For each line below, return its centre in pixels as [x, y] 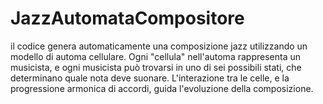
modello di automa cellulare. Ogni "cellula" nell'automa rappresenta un [155, 56]
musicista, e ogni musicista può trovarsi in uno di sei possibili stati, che [156, 67]
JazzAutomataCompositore [127, 18]
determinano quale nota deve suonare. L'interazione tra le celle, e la [150, 78]
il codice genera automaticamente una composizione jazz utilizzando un [159, 46]
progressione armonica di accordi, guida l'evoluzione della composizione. [162, 88]
